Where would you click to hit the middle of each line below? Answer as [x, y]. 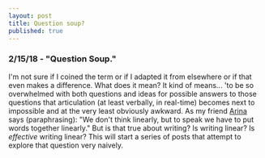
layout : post [30, 16]
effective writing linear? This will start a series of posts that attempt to [125, 136]
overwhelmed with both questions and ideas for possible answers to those [132, 94]
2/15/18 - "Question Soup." [62, 59]
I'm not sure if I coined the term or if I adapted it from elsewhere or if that [130, 77]
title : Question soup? [47, 23]
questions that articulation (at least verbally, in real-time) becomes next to [132, 102]
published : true [36, 31]
